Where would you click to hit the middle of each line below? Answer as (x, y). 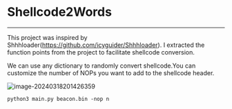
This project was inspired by (47, 37)
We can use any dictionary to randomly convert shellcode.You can (101, 66)
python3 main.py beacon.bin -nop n (58, 99)
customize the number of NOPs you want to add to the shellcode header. (111, 72)
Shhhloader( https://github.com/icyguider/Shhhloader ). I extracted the (106, 45)
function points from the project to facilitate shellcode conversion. (101, 52)
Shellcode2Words (60, 12)
